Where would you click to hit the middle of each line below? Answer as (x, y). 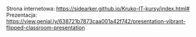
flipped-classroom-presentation (46, 27)
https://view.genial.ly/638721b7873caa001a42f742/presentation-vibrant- (96, 21)
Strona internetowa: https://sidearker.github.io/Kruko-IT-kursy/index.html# (98, 9)
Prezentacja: (22, 15)
